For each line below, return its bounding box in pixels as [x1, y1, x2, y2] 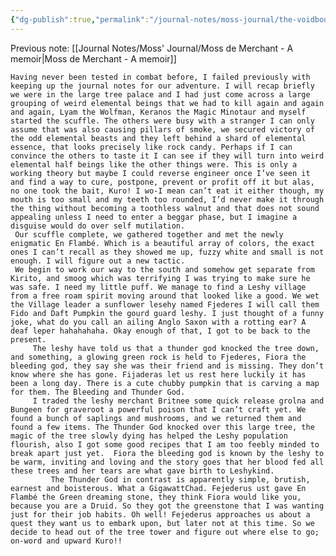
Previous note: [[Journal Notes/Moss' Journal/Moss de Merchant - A [10, 42, 294, 54]
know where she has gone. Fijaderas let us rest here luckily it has [10, 369, 307, 380]
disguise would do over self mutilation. [10, 221, 186, 231]
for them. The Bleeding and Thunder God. [10, 387, 186, 397]
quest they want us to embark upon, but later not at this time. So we [10, 518, 315, 528]
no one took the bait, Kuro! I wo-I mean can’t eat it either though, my [10, 186, 325, 196]
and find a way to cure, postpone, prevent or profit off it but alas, [10, 177, 315, 187]
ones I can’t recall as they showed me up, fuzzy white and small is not [10, 247, 325, 257]
